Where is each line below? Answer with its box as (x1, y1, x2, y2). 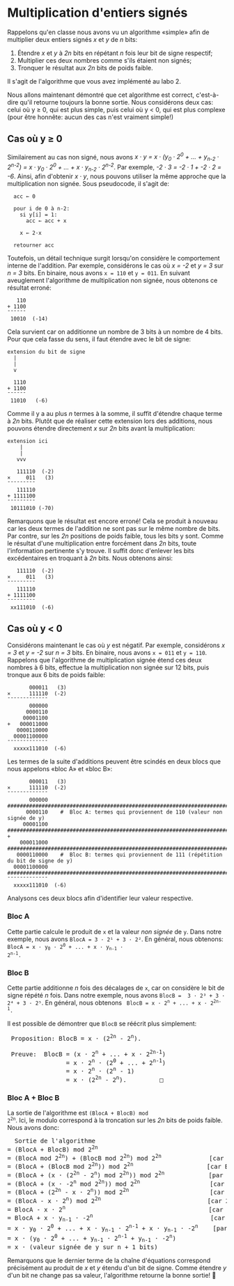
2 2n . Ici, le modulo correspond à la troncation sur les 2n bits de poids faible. (7, 1116, 223, 1124)
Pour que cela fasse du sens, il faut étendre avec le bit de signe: (7, 334, 192, 343)
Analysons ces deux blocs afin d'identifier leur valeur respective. (7, 894, 194, 903)
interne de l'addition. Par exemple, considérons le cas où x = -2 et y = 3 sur (7, 261, 224, 270)
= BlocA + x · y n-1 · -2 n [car (7, 1212, 226, 1223)
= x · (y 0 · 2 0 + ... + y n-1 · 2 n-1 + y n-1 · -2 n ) (7, 1233, 176, 1244)
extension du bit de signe (7, 348, 86, 355)
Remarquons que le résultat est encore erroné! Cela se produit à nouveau (7, 517, 218, 525)
